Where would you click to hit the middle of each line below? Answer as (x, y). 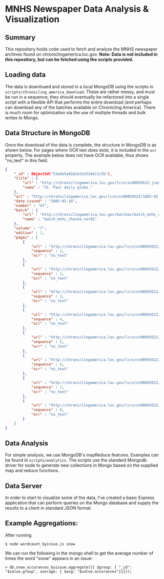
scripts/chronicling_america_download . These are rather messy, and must (80, 92)
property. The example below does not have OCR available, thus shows (77, 155)
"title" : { (26, 178)
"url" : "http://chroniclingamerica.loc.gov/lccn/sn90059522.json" (92, 183)
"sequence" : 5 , (48, 342)
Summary (20, 37)
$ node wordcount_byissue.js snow (40, 544)
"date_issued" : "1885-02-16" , (46, 201)
